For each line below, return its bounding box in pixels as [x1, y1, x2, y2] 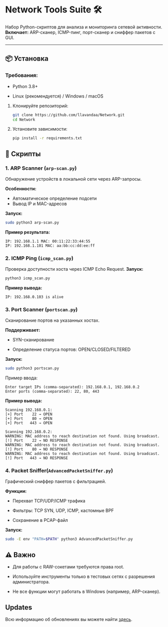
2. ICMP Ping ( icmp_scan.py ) [5, 255, 73, 262]
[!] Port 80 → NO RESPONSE [5, 447, 68, 452]
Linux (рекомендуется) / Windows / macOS [12, 93, 103, 99]
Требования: [5, 72, 38, 79]
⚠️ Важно [5, 550, 36, 559]
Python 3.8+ [12, 83, 38, 89]
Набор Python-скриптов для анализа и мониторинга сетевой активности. [5, 24, 162, 30]
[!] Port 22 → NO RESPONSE [5, 438, 68, 443]
